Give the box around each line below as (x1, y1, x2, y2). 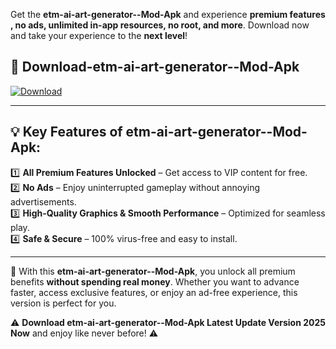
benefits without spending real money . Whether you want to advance (10, 275, 300, 288)
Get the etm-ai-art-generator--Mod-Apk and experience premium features (10, 9, 326, 20)
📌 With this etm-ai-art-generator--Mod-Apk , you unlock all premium (10, 265, 296, 277)
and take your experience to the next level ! (10, 30, 188, 41)
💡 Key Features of (10, 124, 123, 141)
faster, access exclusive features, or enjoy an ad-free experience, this (10, 286, 298, 298)
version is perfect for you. (10, 297, 117, 309)
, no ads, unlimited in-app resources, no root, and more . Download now (10, 19, 310, 31)
